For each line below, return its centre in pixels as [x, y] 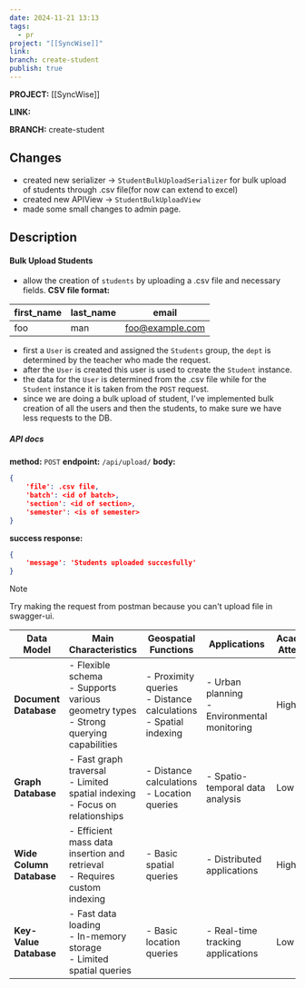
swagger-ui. [32, 616]
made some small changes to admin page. [102, 209]
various [85, 699]
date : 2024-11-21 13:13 [54, 18]
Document [37, 699]
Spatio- [231, 776]
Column [31, 865]
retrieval [86, 865]
